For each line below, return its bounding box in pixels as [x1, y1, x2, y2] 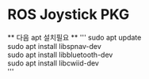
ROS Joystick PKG [7, 6, 130, 24]
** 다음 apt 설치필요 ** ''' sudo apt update [7, 32, 142, 42]
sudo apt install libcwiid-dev [7, 58, 100, 68]
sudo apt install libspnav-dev [7, 41, 102, 51]
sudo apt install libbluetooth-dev [7, 50, 113, 59]
